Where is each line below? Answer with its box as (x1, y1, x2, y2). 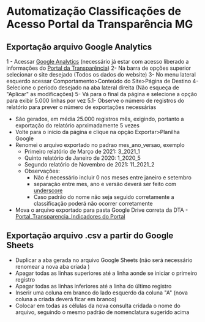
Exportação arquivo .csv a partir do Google (6, 231, 174, 241)
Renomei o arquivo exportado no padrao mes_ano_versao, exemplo (15, 141, 185, 148)
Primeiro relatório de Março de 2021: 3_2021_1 (24, 148, 140, 155)
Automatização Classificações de (6, 4, 182, 18)
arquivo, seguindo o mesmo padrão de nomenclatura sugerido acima (15, 308, 190, 316)
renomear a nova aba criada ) (15, 263, 90, 270)
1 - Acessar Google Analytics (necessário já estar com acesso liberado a (6, 58, 189, 65)
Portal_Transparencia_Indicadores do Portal (15, 213, 125, 220)
